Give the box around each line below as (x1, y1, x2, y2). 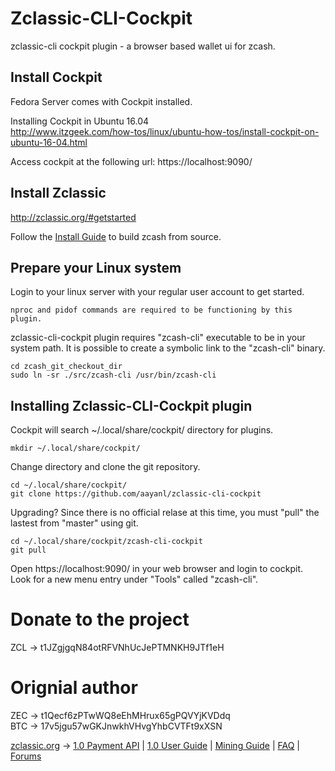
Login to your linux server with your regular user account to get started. (10, 286, 305, 298)
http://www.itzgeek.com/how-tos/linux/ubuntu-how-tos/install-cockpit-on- (10, 125, 320, 137)
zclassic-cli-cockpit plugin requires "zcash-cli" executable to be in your (10, 332, 306, 344)
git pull (10, 545, 47, 556)
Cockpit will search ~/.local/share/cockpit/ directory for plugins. (10, 424, 274, 436)
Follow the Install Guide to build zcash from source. (10, 230, 222, 242)
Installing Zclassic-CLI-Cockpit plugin (10, 397, 253, 414)
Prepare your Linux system (10, 259, 182, 276)
